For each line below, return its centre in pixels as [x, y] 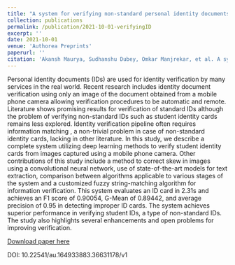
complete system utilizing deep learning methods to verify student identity [114, 146]
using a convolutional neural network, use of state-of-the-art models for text [117, 168]
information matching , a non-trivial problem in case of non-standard [106, 131]
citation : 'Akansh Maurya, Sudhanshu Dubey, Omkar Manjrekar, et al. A [114, 59]
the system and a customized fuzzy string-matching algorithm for [102, 183]
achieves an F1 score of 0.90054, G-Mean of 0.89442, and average [104, 198]
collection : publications [45, 20]
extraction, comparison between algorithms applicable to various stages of [115, 176]
